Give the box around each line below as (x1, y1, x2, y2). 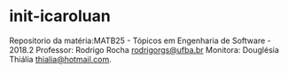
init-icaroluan (9, 6, 111, 26)
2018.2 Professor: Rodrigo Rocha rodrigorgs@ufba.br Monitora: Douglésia (9, 44, 279, 55)
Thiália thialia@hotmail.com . (9, 54, 113, 64)
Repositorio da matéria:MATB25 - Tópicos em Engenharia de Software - (9, 35, 272, 46)
